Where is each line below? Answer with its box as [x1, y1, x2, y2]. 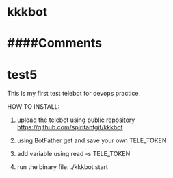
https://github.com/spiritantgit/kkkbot [16, 123, 123, 131]
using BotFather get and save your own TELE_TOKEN [16, 136, 167, 144]
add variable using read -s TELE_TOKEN [16, 150, 131, 158]
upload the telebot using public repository [16, 116, 135, 124]
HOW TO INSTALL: [7, 103, 60, 111]
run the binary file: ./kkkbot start [16, 163, 108, 171]
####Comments [7, 36, 103, 51]
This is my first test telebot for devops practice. [7, 90, 141, 98]
